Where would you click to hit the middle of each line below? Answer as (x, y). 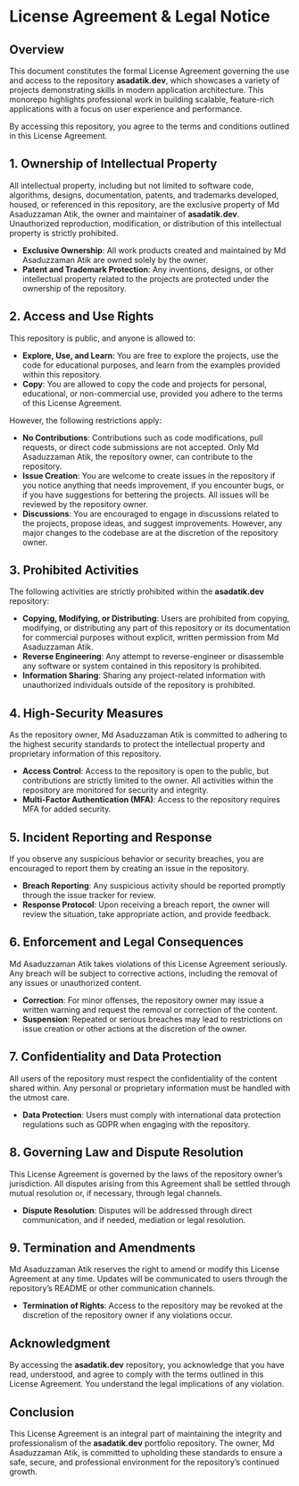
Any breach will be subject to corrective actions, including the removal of (144, 973)
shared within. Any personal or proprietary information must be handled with (150, 1088)
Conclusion (42, 1412)
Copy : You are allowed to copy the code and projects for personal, (145, 384)
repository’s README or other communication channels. (112, 1288)
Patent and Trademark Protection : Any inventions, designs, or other (148, 269)
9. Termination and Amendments (103, 1248)
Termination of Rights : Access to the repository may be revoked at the (153, 1306)
